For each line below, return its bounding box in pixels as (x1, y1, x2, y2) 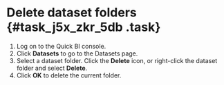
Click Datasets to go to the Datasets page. (16, 49, 138, 58)
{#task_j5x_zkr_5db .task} (6, 19, 161, 35)
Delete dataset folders (6, 5, 137, 21)
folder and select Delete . (16, 64, 88, 72)
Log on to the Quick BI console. (16, 42, 106, 50)
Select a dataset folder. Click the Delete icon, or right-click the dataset (16, 56, 218, 64)
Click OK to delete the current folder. (16, 71, 122, 80)
